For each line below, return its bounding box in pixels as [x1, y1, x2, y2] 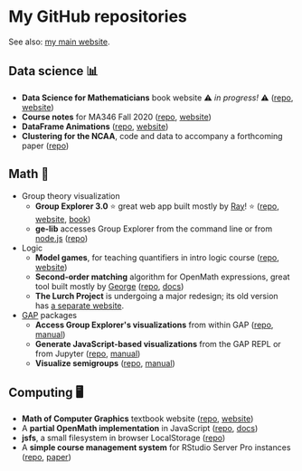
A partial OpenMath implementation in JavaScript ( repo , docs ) [21, 423, 259, 434]
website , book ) [34, 213, 91, 224]
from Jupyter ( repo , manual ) [34, 348, 141, 359]
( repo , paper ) [21, 452, 71, 463]
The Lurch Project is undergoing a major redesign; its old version [34, 290, 278, 301]
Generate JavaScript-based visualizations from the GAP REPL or [34, 338, 281, 349]
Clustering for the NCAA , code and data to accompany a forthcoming [21, 130, 283, 141]
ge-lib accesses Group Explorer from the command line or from [34, 223, 273, 234]
